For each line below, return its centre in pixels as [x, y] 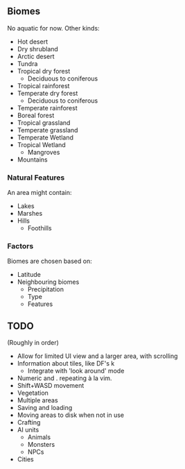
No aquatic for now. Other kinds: [53, 28]
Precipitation [46, 289]
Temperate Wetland [45, 137]
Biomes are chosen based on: [50, 261]
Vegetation [33, 393]
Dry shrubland [38, 49]
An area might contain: [39, 193]
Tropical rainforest [43, 85]
